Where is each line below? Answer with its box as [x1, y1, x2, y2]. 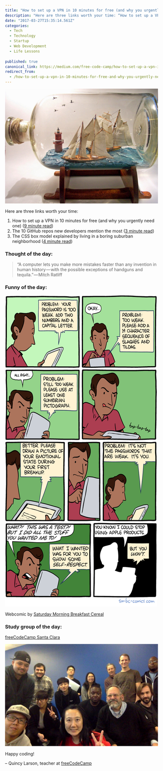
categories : [5, 23, 29, 28]
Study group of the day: [5, 623, 62, 630]
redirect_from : [5, 69, 36, 74]
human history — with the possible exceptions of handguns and [16, 267, 143, 273]
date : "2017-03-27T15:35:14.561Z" [5, 18, 75, 23]
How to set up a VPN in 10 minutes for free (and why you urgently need [12, 218, 154, 223]
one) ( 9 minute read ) [12, 223, 53, 228]
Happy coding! [5, 751, 35, 756]
